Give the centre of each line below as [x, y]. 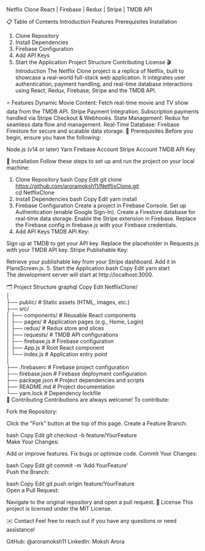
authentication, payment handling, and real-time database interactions [104, 84]
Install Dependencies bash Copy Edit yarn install [76, 199]
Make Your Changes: [33, 442]
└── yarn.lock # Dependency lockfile [54, 393]
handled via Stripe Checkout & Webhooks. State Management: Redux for [98, 118]
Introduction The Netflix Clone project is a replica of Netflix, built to [99, 71]
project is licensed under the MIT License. [59, 508]
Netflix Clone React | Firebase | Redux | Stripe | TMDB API [80, 9]
